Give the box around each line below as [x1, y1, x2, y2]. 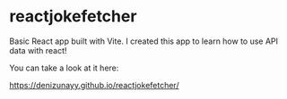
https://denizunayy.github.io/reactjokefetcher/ [9, 79, 179, 90]
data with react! [9, 45, 67, 55]
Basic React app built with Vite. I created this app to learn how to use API [9, 36, 279, 46]
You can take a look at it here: [9, 62, 119, 73]
